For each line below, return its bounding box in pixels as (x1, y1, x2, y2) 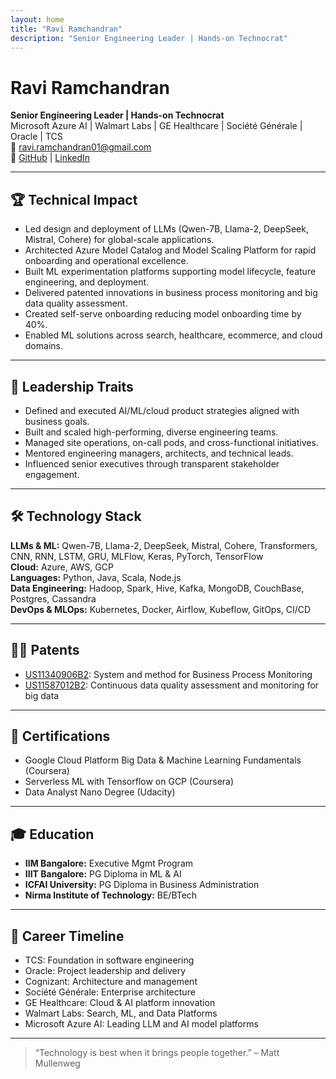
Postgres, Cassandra (10, 592, 97, 605)
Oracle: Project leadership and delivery (24, 965, 186, 976)
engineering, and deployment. (24, 276, 150, 288)
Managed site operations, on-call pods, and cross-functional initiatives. (24, 436, 319, 448)
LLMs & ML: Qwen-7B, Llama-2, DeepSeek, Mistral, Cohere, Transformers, (10, 539, 318, 551)
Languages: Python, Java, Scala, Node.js (10, 571, 182, 583)
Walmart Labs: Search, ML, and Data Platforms (24, 1007, 218, 1019)
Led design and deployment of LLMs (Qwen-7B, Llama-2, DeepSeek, (24, 223, 309, 235)
